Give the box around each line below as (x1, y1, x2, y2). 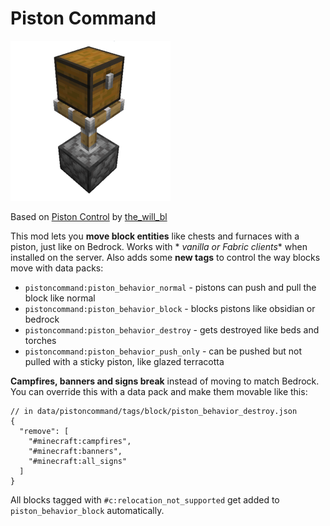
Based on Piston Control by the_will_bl (10, 210, 168, 222)
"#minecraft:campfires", (28, 436, 132, 446)
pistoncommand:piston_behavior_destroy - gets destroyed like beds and (24, 323, 320, 336)
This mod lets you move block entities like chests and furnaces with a (10, 230, 300, 242)
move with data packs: (10, 262, 104, 274)
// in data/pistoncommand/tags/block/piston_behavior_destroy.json (10, 406, 298, 416)
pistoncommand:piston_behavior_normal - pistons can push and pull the (24, 281, 317, 293)
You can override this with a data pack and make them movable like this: (10, 385, 308, 397)
